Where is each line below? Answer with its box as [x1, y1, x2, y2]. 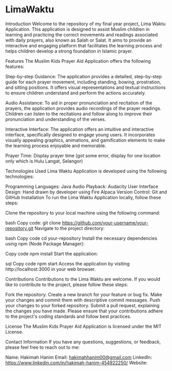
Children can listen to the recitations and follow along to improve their [5, 111, 152, 117]
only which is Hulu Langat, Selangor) [5, 158, 83, 164]
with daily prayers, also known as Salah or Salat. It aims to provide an [5, 37, 151, 43]
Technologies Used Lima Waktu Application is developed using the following [5, 168, 167, 174]
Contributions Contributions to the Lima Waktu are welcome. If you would [5, 276, 161, 282]
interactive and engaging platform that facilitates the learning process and [5, 42, 162, 48]
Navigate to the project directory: [34, 225, 105, 231]
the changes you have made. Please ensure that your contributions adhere [5, 308, 163, 314]
